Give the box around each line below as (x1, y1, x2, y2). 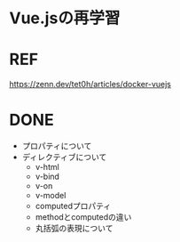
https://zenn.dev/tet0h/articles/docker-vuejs (9, 79, 171, 90)
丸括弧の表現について (35, 223, 113, 234)
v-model (35, 190, 67, 201)
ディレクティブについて (21, 152, 107, 163)
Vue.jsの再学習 (9, 8, 121, 28)
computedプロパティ (35, 201, 112, 212)
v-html (35, 162, 59, 173)
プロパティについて (21, 141, 92, 151)
